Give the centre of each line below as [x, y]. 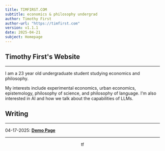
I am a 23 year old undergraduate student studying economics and [72, 73]
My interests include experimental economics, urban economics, [70, 88]
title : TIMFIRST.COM [26, 10]
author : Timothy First [28, 19]
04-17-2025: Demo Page [30, 130]
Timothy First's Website [42, 57]
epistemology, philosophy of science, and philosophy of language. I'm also [81, 93]
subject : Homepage [24, 37]
